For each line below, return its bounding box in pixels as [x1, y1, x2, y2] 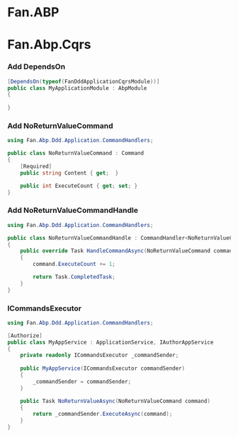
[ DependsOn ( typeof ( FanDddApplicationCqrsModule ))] [7, 78, 160, 85]
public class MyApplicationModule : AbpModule [7, 84, 147, 92]
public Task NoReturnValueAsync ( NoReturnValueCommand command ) [20, 397, 211, 404]
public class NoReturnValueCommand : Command [7, 150, 144, 157]
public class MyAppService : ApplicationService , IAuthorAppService [7, 339, 214, 346]
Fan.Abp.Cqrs [7, 37, 91, 53]
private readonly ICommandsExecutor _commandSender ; [20, 351, 179, 359]
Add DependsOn [7, 62, 66, 71]
